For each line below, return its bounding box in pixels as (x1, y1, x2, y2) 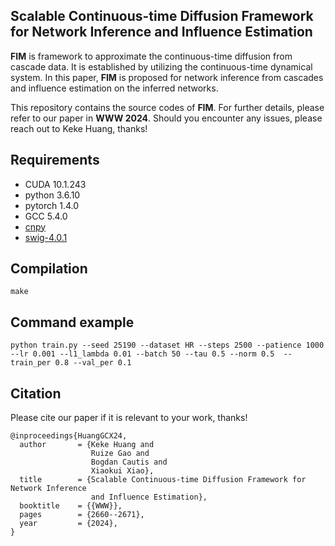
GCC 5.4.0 (24, 210, 68, 222)
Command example (10, 314, 135, 331)
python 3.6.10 (24, 189, 81, 201)
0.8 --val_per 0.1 (54, 358, 132, 368)
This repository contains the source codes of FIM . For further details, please (10, 101, 325, 113)
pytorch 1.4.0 (24, 199, 80, 211)
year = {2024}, (19, 519, 118, 529)
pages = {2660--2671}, (19, 510, 145, 520)
